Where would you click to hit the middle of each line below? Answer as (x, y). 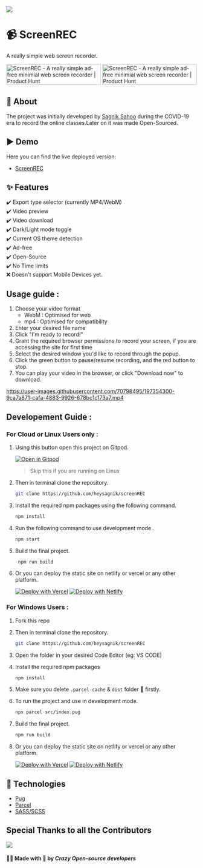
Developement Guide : (49, 417)
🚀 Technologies (36, 784)
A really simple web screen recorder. (52, 56)
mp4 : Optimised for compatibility (66, 321)
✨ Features (27, 187)
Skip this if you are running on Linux (75, 471)
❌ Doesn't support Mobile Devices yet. (54, 275)
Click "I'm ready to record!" (49, 335)
